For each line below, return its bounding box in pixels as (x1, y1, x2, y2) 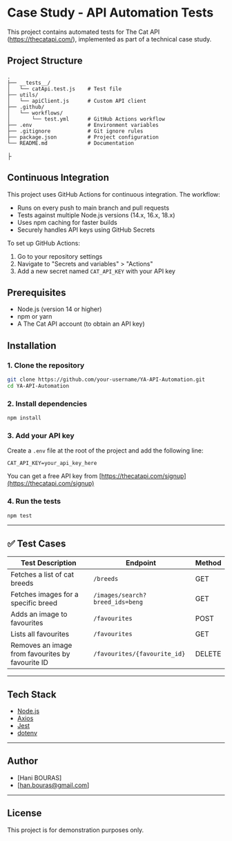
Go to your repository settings (17, 252, 103, 260)
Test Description (20, 558, 77, 568)
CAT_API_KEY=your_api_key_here (7, 460, 97, 467)
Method (195, 558, 222, 568)
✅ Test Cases (7, 537, 66, 549)
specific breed (10, 598, 57, 608)
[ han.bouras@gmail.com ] (17, 781, 90, 789)
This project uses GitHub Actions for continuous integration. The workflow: (7, 190, 221, 198)
